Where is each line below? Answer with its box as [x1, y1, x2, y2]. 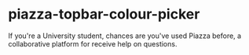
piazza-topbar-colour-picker [8, 5, 200, 23]
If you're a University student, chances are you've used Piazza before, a [8, 31, 242, 40]
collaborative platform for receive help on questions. [8, 39, 178, 48]
